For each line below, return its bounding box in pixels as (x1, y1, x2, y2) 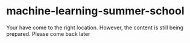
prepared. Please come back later (6, 30, 90, 37)
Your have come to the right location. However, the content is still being (6, 24, 184, 31)
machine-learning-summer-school (6, 4, 185, 18)
